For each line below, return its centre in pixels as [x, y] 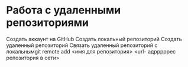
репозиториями [47, 23]
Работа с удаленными [64, 10]
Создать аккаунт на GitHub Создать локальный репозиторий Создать [94, 39]
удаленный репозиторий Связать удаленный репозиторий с [82, 45]
